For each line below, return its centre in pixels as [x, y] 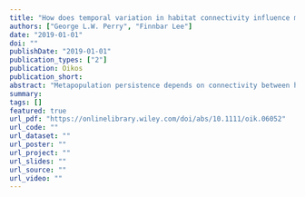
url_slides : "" [38, 161]
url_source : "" [38, 170]
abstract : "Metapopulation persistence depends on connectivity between [150, 85]
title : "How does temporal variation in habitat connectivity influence [150, 18]
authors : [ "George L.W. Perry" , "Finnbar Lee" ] [101, 26]
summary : [26, 94]
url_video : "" [36, 178]
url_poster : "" [38, 144]
